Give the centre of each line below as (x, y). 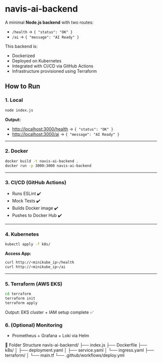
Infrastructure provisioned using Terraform (54, 71)
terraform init (20, 298)
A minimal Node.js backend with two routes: (49, 22)
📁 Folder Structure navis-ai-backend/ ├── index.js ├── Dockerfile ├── (76, 345)
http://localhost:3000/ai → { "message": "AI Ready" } (66, 134)
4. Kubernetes (22, 234)
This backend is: (21, 46)
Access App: (18, 253)
